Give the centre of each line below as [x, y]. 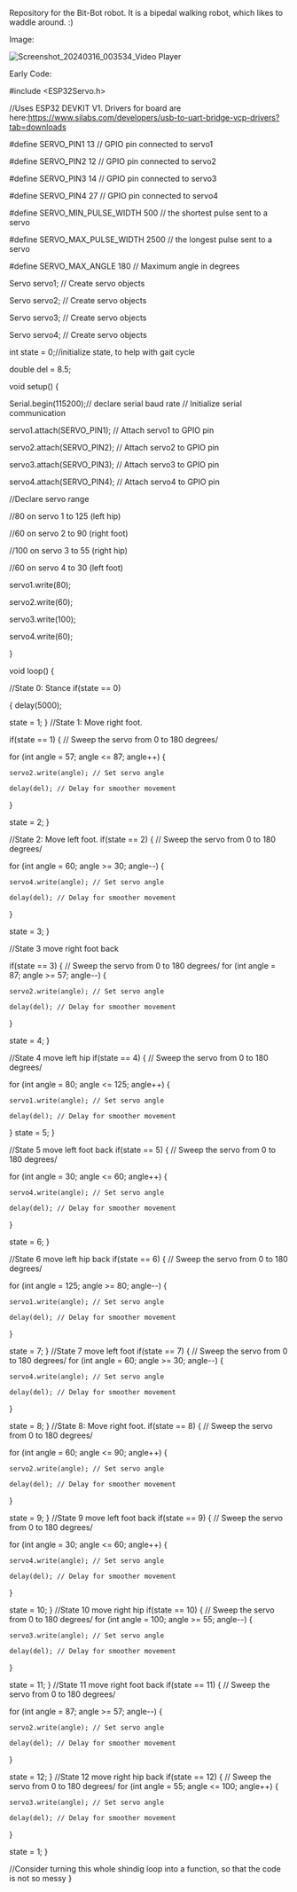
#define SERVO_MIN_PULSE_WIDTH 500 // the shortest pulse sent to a [139, 213]
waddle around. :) [41, 22]
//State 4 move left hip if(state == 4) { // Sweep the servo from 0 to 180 [139, 1058]
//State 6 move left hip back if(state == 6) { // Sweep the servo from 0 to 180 [148, 1259]
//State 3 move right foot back [64, 949]
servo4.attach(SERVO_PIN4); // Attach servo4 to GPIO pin [114, 482]
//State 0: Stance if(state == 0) [65, 688]
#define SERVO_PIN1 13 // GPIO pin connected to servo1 [111, 144]
